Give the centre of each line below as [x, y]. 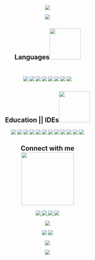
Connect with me [47, 149]
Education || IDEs [32, 120]
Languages [32, 57]
